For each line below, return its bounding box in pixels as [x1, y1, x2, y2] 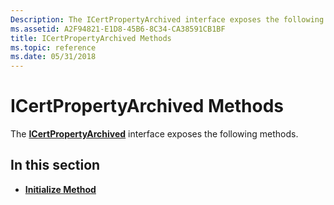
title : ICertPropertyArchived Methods [10, 33, 172, 43]
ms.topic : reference [10, 42, 97, 53]
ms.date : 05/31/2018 [10, 52, 97, 62]
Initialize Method [24, 183, 97, 195]
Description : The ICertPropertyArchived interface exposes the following [10, 14, 325, 25]
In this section [10, 157, 101, 174]
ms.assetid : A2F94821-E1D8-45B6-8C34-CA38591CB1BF [10, 24, 226, 34]
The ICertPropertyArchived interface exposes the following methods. [10, 128, 299, 140]
